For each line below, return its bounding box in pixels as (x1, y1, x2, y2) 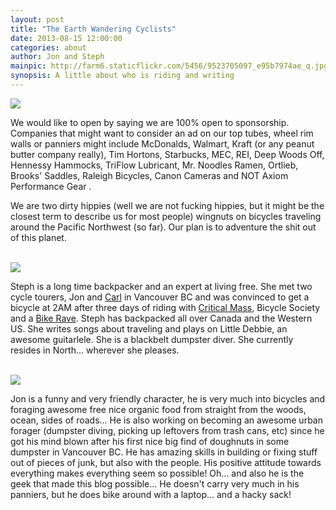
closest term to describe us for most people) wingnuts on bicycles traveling (10, 210, 322, 222)
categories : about (10, 42, 87, 53)
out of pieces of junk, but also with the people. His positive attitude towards (10, 456, 322, 468)
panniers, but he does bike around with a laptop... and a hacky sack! (10, 488, 292, 500)
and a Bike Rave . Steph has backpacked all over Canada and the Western (10, 312, 313, 324)
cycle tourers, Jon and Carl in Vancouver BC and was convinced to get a (10, 291, 310, 303)
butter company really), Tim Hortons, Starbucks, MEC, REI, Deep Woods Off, (10, 148, 325, 160)
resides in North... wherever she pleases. (10, 344, 180, 356)
